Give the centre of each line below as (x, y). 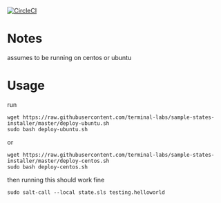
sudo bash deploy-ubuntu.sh (48, 129)
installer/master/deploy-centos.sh (58, 161)
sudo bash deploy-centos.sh (48, 167)
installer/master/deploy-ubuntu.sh (58, 123)
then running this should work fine (56, 180)
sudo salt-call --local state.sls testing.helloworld (86, 192)
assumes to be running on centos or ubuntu (69, 57)
